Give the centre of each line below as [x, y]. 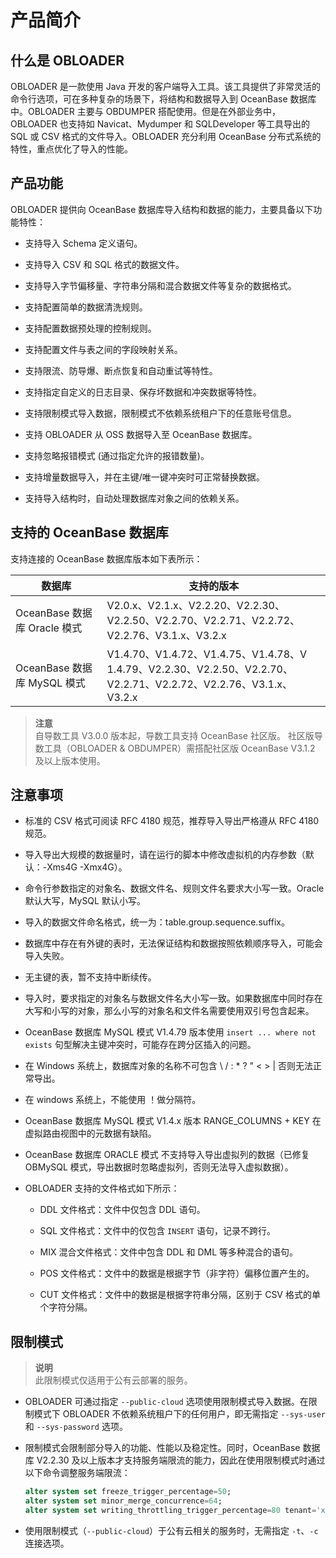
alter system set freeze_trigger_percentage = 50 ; [128, 1492]
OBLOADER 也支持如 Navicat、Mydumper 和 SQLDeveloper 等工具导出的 [160, 124]
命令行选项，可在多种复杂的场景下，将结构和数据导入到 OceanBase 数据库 [163, 99]
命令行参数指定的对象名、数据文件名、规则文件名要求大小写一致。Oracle [174, 888]
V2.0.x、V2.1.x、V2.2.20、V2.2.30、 [195, 605]
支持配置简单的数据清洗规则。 [86, 307]
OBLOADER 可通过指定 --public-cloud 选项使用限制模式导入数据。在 [166, 1402]
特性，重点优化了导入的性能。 [71, 149]
